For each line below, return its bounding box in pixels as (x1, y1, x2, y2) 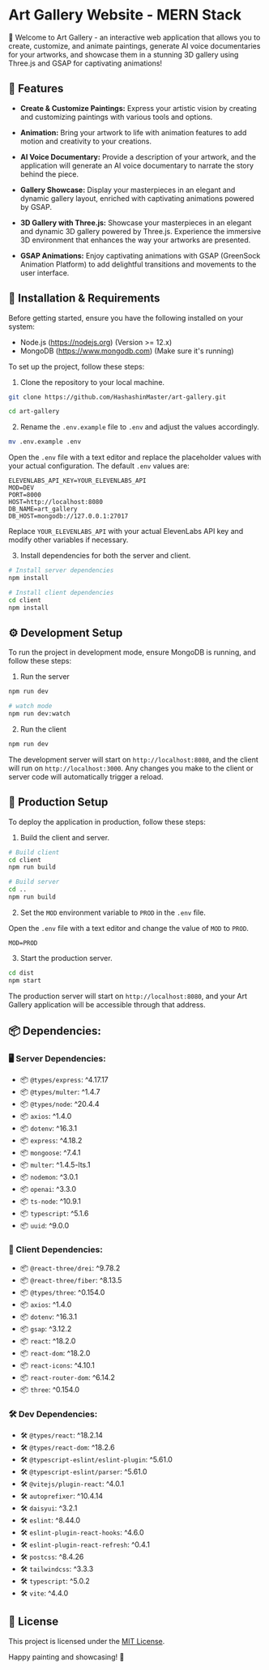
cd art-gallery (8, 408, 60, 416)
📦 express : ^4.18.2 (19, 1136, 83, 1146)
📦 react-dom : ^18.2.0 (19, 1348, 91, 1358)
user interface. (19, 267, 70, 277)
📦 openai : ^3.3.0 (19, 1185, 77, 1194)
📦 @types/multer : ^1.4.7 (19, 1087, 100, 1097)
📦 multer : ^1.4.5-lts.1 (19, 1160, 91, 1170)
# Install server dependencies (8, 566, 114, 574)
